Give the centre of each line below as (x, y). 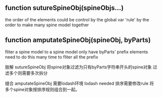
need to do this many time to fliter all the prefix (52, 57)
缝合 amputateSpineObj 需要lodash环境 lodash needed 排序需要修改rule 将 (80, 83)
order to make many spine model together (47, 25)
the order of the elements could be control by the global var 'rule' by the (77, 19)
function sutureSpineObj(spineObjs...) (64, 8)
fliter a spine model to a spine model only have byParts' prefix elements (77, 52)
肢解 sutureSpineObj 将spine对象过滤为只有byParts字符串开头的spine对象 (78, 67)
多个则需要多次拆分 (28, 73)
